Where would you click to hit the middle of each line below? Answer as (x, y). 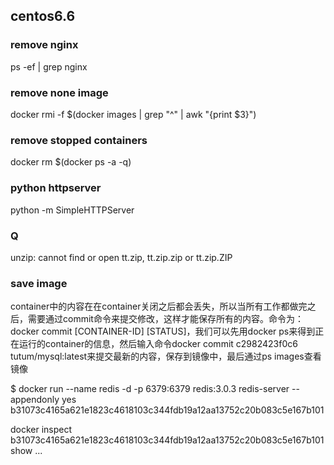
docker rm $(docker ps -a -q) (71, 162)
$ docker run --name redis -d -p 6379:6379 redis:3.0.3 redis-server (150, 389)
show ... (26, 451)
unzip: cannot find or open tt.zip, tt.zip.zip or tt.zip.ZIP (121, 257)
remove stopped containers (79, 140)
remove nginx (44, 45)
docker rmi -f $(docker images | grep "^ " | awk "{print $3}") (133, 114)
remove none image (59, 92)
